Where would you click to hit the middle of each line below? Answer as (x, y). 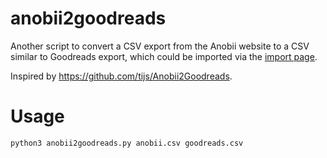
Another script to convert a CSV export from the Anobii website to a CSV (160, 46)
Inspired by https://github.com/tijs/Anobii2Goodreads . (121, 76)
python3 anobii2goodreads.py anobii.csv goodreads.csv (127, 143)
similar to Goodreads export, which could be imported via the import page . (164, 56)
